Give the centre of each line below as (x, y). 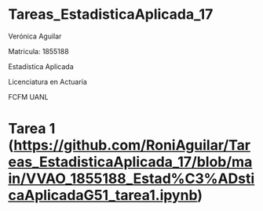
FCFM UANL (28, 96)
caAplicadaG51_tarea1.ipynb (103, 196)
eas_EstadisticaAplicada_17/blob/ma (130, 162)
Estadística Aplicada (41, 66)
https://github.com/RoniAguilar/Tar (132, 146)
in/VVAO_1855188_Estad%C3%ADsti (131, 179)
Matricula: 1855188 (38, 51)
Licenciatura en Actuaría (48, 82)
